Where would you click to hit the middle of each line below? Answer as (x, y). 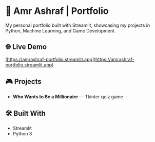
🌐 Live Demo (26, 47)
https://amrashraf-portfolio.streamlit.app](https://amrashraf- (71, 59)
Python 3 (22, 134)
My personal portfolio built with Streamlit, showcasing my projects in (78, 25)
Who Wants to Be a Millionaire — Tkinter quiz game (68, 96)
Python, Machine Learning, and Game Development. (61, 30)
